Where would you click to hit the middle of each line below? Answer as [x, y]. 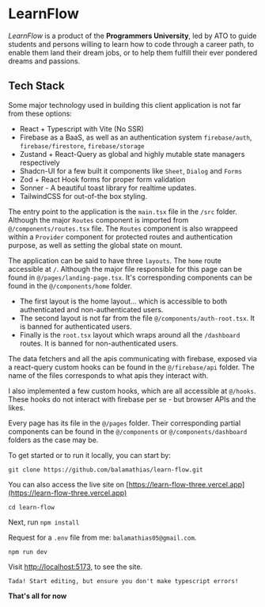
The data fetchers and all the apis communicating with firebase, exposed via [132, 358]
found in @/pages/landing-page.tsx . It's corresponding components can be [131, 277]
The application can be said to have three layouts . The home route [115, 260]
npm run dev [28, 552]
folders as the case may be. [53, 440]
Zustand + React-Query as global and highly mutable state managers [132, 154]
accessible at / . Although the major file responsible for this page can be [125, 269]
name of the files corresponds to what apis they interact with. [108, 375]
